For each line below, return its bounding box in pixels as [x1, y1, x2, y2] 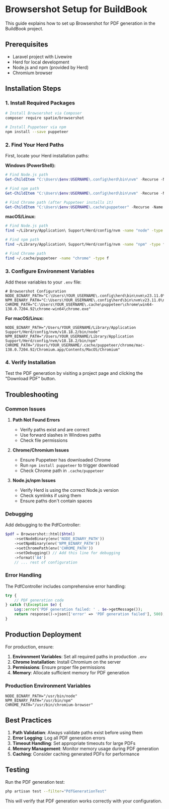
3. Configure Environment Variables [5, 267, 95, 274]
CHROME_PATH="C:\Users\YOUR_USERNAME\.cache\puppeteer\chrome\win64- [5, 302, 154, 307]
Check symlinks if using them [20, 493, 81, 499]
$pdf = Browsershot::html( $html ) [5, 532, 75, 537]
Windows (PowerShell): [5, 162, 56, 168]
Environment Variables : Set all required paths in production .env [12, 653, 147, 659]
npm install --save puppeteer [5, 130, 69, 135]
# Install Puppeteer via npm [5, 125, 66, 130]
